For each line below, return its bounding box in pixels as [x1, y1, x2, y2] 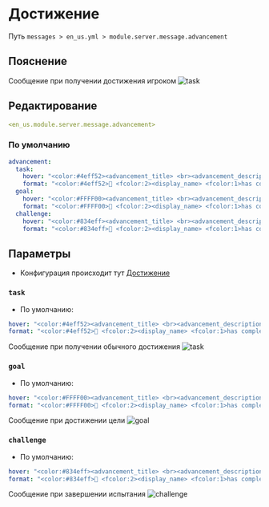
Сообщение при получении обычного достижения [8, 342, 181, 351]
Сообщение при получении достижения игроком [8, 75, 177, 85]
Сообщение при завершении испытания [8, 489, 146, 499]
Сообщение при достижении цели [8, 416, 126, 425]
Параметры [8, 246, 71, 261]
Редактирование [8, 99, 98, 113]
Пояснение [8, 55, 68, 68]
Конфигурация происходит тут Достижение [19, 268, 171, 278]
